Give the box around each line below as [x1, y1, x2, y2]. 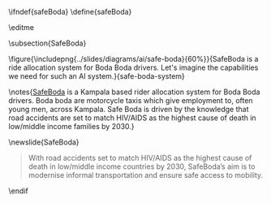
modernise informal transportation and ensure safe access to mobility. [28, 171, 264, 179]
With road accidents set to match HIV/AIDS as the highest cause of [28, 153, 252, 162]
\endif [8, 186, 28, 196]
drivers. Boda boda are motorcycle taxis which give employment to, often [8, 96, 253, 105]
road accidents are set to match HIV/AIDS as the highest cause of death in [8, 113, 257, 123]
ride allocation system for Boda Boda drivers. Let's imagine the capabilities [8, 63, 259, 72]
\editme [8, 23, 35, 32]
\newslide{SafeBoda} [8, 137, 80, 147]
